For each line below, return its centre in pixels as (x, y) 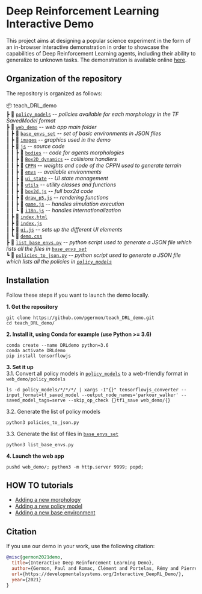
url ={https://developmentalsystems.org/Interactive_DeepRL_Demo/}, (98, 574)
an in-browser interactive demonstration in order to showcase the (87, 47)
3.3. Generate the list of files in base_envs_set (63, 434)
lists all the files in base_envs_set (47, 248)
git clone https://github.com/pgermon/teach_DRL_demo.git (80, 318)
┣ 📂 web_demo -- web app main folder (52, 127)
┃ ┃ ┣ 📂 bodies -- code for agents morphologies (65, 153)
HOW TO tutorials (40, 485)
